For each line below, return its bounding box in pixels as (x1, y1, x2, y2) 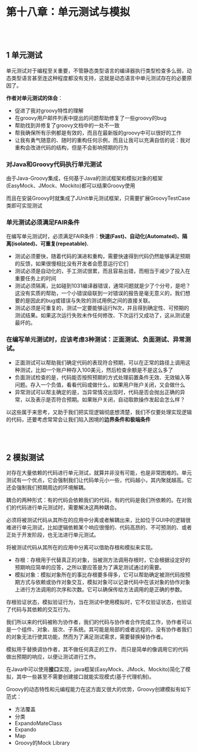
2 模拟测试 (6, 453, 44, 463)
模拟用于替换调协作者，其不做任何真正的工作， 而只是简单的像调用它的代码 (6, 646, 189, 653)
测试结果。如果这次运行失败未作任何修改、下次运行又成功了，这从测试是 (14, 312, 190, 319)
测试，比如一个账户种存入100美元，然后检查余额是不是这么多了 (19, 366, 174, 373)
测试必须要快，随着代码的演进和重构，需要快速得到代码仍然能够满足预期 (14, 252, 190, 260)
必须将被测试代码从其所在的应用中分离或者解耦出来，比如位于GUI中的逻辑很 (6, 517, 191, 524)
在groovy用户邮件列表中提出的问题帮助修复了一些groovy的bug (14, 114, 167, 121)
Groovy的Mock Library (14, 740, 70, 747)
